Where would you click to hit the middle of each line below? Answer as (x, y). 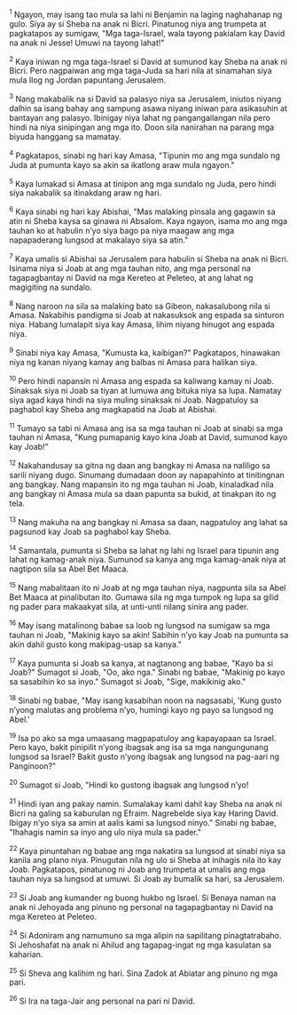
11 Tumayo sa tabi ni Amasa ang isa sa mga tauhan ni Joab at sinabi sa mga (146, 428)
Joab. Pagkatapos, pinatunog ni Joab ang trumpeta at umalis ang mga (137, 869)
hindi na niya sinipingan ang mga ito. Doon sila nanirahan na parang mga (142, 127)
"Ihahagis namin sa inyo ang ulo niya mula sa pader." (106, 832)
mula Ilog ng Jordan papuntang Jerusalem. (88, 80)
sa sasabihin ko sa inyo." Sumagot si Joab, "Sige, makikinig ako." (128, 682)
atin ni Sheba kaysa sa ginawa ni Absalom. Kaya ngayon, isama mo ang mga (148, 220)
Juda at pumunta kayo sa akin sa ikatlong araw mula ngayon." (122, 164)
